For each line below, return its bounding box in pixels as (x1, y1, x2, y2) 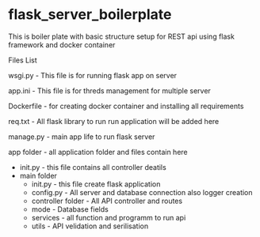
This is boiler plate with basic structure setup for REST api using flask (8, 32, 235, 41)
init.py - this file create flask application (31, 179, 161, 189)
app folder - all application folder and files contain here (8, 147, 188, 156)
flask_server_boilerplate (8, 6, 172, 24)
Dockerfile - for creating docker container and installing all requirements (8, 101, 244, 111)
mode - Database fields (31, 204, 109, 214)
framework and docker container (8, 39, 116, 49)
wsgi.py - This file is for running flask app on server (8, 70, 177, 80)
